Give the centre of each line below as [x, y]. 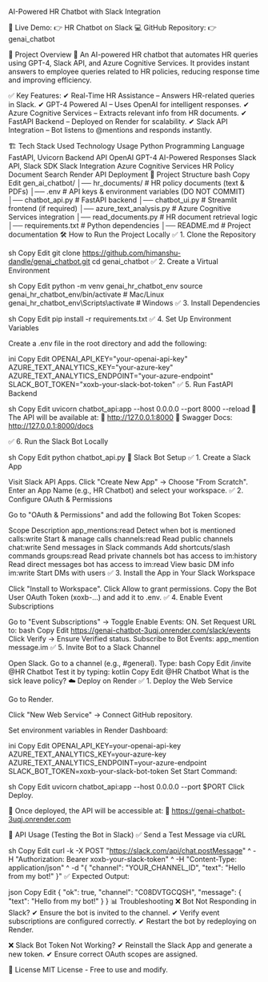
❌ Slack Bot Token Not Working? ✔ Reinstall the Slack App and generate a [130, 945]
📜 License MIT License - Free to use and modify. [88, 970]
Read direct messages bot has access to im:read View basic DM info [121, 564]
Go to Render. [31, 699]
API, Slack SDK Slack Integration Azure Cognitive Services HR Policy [121, 166]
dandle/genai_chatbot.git [49, 261]
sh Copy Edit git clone [44, 253]
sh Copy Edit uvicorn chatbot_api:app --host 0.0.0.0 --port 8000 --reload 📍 [132, 409]
